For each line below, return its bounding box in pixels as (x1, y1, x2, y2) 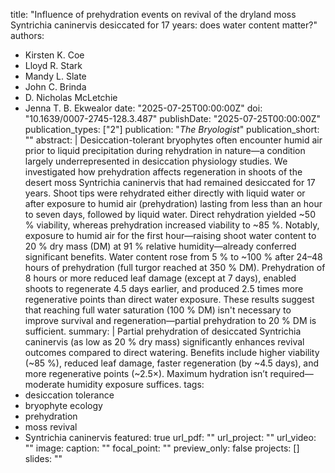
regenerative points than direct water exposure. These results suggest (24, 294, 315, 305)
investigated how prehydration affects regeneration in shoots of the (24, 166, 303, 178)
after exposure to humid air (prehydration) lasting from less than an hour (24, 198, 323, 209)
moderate (24, 379, 65, 390)
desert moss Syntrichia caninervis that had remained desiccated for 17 (24, 177, 316, 188)
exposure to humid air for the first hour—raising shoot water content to (24, 230, 317, 241)
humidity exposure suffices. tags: (66, 379, 205, 390)
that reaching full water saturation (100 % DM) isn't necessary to (24, 304, 292, 316)
